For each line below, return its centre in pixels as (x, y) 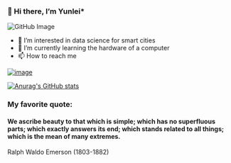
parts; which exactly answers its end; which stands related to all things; (116, 129)
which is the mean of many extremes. (64, 136)
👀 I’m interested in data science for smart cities (86, 40)
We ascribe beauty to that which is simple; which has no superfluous (111, 121)
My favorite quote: (40, 104)
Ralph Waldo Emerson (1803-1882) (58, 152)
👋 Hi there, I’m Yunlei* (46, 11)
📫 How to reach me (47, 56)
